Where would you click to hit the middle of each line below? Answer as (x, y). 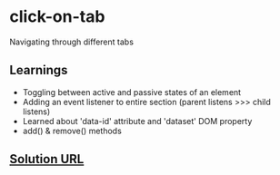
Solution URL (47, 159)
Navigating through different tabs (72, 42)
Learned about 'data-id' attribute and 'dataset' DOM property (137, 121)
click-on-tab (57, 17)
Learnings (39, 70)
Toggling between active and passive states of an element (132, 92)
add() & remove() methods (72, 131)
